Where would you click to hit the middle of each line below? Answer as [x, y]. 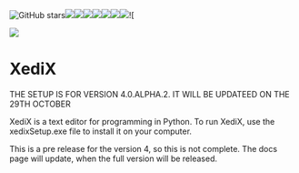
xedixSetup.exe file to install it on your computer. [101, 131]
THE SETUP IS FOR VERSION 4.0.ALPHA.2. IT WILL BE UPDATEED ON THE [150, 94]
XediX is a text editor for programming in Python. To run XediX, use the [142, 121]
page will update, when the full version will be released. [114, 158]
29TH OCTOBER [40, 104]
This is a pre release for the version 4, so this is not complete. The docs [144, 148]
